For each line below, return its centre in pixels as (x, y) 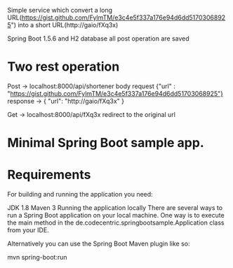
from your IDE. (28, 230)
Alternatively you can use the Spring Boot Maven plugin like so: (99, 244)
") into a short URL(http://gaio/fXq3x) (65, 25)
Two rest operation (64, 67)
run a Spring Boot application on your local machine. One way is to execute (116, 216)
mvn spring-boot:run (37, 258)
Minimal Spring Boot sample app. (106, 143)
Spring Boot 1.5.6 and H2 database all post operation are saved (98, 38)
